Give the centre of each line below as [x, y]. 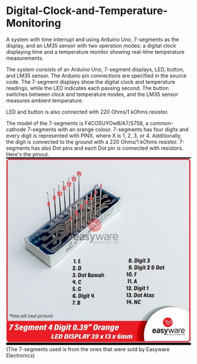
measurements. [25, 58]
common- [162, 123]
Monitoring [34, 23]
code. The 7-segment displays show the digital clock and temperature [91, 82]
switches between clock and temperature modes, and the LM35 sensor [92, 94]
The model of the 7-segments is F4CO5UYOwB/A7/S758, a [77, 123]
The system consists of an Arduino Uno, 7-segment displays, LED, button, [95, 69]
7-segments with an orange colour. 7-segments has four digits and [108, 129]
